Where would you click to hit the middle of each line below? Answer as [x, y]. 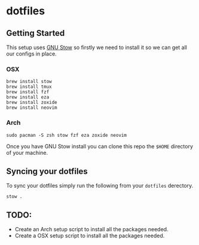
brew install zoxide [32, 103]
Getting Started [36, 33]
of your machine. [27, 152]
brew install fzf [28, 92]
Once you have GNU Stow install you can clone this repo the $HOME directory [99, 146]
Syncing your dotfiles [47, 171]
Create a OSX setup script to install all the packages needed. [90, 236]
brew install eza [28, 97]
